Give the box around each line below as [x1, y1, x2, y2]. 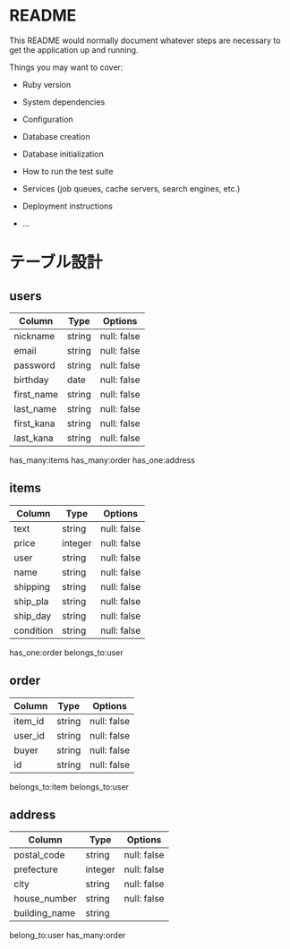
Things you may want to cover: [9, 62, 124, 73]
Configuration [21, 114, 73, 124]
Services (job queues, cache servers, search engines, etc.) [21, 183, 241, 193]
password [13, 359, 55, 372]
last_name [13, 402, 57, 415]
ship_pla [13, 594, 49, 607]
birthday [13, 373, 49, 386]
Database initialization [21, 149, 105, 159]
